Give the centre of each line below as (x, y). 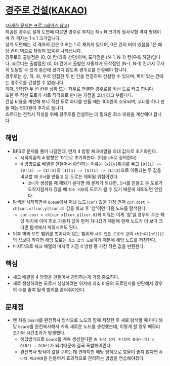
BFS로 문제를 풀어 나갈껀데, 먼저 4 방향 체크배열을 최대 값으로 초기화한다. (85, 151)
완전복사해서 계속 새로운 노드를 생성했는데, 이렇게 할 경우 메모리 (97, 326)
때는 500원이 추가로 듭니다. (37, 107)
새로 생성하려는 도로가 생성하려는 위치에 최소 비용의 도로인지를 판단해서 (83, 283)
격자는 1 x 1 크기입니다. (38, 38)
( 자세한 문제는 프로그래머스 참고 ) (37, 25)
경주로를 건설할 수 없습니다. (37, 82)
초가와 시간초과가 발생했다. (39, 333)
